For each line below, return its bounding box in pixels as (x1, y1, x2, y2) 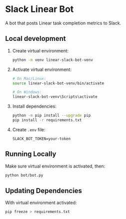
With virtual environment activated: (5, 200, 77, 206)
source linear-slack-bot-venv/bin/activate (12, 81, 105, 86)
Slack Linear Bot (5, 3, 74, 15)
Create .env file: (12, 126, 46, 133)
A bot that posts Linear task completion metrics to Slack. (5, 20, 122, 26)
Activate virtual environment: (12, 66, 72, 72)
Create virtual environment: (12, 47, 69, 53)
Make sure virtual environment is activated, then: (5, 163, 106, 169)
